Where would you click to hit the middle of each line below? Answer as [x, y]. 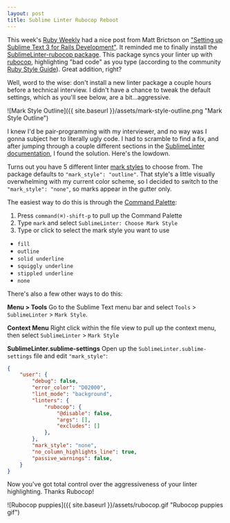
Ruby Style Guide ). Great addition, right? [65, 69]
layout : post [26, 13]
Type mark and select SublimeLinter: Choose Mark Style [97, 222]
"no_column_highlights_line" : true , [85, 452]
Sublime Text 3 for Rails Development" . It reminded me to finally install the [112, 47]
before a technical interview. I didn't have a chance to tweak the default [109, 90]
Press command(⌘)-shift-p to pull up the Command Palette [99, 216]
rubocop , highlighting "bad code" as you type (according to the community [114, 61]
